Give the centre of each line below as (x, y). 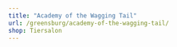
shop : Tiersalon (35, 30)
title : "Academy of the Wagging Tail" (73, 16)
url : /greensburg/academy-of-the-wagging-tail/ (89, 23)
